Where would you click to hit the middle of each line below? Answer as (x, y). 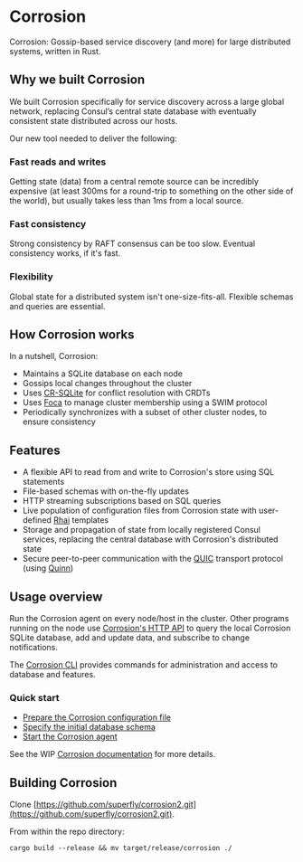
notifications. (34, 648)
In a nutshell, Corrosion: (54, 356)
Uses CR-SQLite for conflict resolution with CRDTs (116, 393)
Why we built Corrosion (77, 80)
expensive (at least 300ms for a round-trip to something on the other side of (151, 191)
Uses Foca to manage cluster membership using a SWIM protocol (145, 403)
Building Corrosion (63, 783)
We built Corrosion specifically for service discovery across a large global (147, 101)
